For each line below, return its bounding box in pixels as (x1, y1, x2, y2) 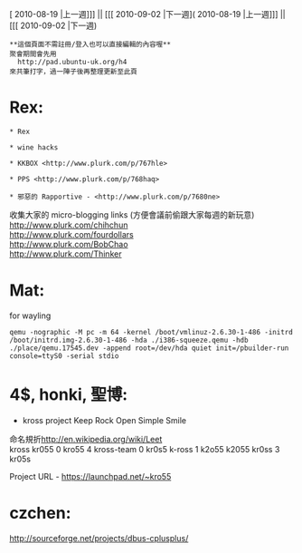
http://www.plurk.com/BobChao (9, 238, 128, 249)
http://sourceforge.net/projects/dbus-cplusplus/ (9, 532, 189, 543)
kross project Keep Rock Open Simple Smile (22, 414, 187, 425)
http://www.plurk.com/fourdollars (9, 228, 134, 239)
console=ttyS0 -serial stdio (9, 351, 119, 361)
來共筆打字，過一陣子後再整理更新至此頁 (9, 67, 137, 76)
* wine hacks (9, 142, 59, 152)
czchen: (9, 503, 71, 523)
